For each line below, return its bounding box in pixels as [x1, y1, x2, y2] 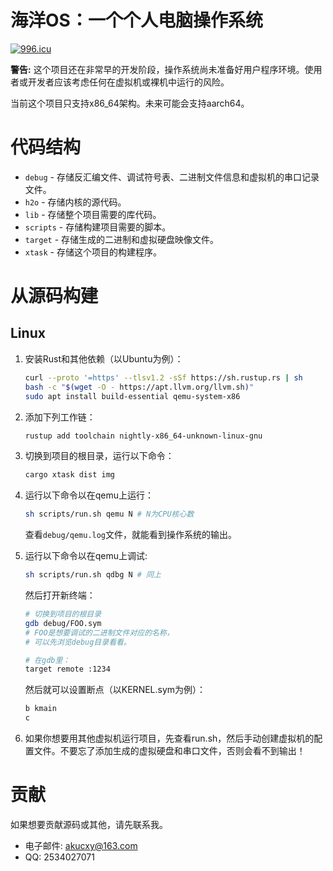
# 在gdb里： [24, 655, 71, 665]
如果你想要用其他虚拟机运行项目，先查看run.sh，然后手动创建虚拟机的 [24, 732, 315, 744]
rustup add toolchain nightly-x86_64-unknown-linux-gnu [24, 431, 263, 441]
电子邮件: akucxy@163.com [24, 839, 138, 851]
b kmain [24, 704, 57, 714]
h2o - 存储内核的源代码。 [24, 196, 127, 208]
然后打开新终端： [24, 589, 96, 601]
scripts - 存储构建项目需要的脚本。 [24, 221, 172, 233]
